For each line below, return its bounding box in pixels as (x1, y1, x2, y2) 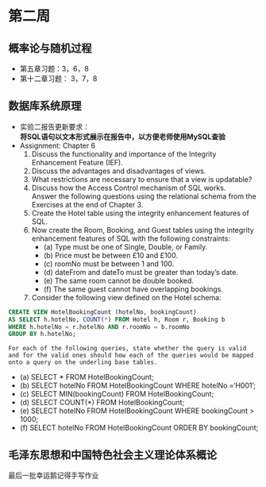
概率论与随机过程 (8, 41, 92, 55)
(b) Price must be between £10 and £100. (43, 250, 179, 260)
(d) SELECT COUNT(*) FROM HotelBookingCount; (19, 398, 185, 408)
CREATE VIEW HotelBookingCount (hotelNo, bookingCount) (8, 307, 197, 316)
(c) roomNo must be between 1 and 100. (43, 259, 175, 269)
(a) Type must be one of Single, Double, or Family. (43, 242, 208, 251)
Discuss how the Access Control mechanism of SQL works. (31, 183, 226, 192)
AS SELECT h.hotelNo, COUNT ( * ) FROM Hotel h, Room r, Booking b (8, 315, 226, 323)
